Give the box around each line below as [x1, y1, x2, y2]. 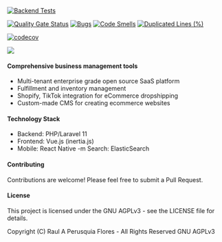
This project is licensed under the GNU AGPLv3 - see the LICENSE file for [7, 206, 215, 214]
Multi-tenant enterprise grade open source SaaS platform [16, 77, 180, 85]
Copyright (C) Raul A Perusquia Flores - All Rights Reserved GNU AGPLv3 [7, 227, 215, 235]
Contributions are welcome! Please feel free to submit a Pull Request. [7, 175, 203, 184]
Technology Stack [7, 114, 60, 123]
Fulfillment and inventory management [16, 85, 126, 93]
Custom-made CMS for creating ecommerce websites [16, 99, 170, 107]
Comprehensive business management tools [7, 62, 138, 70]
